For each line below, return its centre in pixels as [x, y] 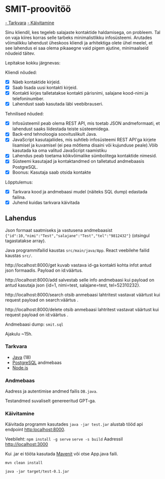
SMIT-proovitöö [38, 9]
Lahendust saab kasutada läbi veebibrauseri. [58, 104]
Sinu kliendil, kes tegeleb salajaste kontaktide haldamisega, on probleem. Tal [83, 32]
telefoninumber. [28, 99]
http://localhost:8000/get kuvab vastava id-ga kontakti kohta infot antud [78, 265]
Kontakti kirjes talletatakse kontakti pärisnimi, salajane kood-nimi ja [80, 93]
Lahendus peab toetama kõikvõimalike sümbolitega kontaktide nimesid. [84, 156]
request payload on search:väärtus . [42, 300]
